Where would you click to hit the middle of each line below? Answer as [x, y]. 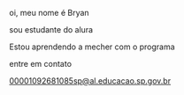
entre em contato [41, 64]
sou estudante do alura [51, 29]
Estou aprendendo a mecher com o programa [92, 47]
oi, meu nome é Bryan [50, 13]
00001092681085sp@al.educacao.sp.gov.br [90, 81]
